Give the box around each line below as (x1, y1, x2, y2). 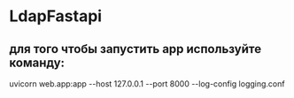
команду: (9, 55, 65, 70)
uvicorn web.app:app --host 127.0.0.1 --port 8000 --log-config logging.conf (9, 79, 285, 89)
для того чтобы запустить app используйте (9, 41, 262, 57)
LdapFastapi (9, 6, 103, 26)
